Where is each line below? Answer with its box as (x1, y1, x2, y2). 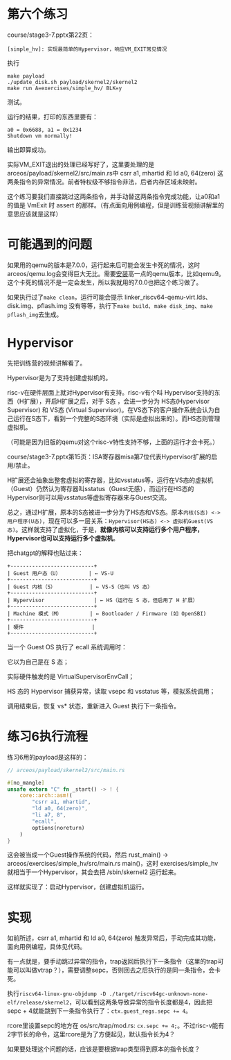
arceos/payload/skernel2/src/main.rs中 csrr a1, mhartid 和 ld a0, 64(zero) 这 (7, 169, 223, 177)
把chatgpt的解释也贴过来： (7, 549, 84, 557)
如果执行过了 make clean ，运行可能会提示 (7, 293, 123, 301)
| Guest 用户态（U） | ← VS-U (7, 570, 114, 576)
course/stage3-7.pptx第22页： (7, 31, 95, 39)
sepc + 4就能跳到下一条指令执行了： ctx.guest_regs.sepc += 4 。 (7, 1007, 192, 1015)
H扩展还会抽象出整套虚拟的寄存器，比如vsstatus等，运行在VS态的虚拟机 (7, 476, 214, 484)
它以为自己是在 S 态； (7, 657, 69, 666)
